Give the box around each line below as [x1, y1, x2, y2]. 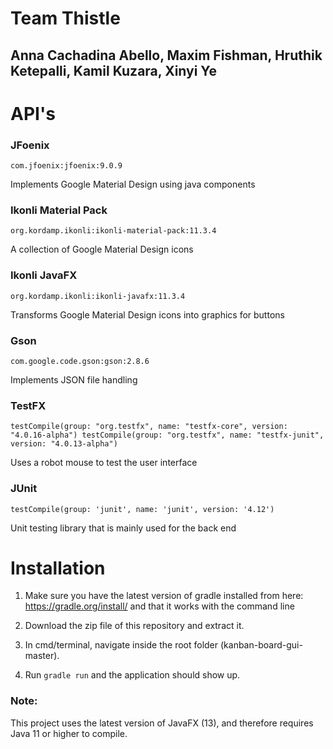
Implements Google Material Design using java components [10, 178, 256, 191]
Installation [10, 557, 106, 579]
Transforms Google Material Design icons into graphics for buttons [10, 308, 285, 321]
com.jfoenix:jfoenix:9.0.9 [10, 161, 123, 171]
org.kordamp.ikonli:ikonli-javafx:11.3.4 [10, 291, 186, 301]
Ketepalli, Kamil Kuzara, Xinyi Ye [10, 62, 217, 79]
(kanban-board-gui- [219, 639, 303, 651]
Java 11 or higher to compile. [10, 727, 128, 739]
